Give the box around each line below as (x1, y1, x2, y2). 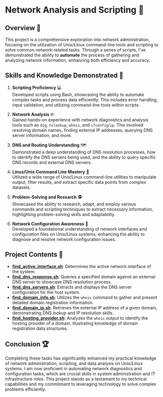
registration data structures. (12, 325, 68, 331)
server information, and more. (12, 132, 72, 138)
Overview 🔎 (5, 24, 41, 32)
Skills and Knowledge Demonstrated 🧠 (5, 72, 124, 80)
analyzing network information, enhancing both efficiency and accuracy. (5, 57, 150, 63)
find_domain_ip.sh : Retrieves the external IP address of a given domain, (12, 305, 158, 310)
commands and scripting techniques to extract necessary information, (12, 206, 153, 212)
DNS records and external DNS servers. (12, 159, 92, 165)
